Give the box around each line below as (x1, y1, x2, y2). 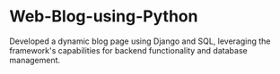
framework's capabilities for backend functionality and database (9, 45, 249, 55)
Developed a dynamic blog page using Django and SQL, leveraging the (9, 36, 271, 46)
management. (9, 54, 61, 65)
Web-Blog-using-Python (9, 6, 198, 27)
